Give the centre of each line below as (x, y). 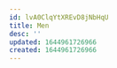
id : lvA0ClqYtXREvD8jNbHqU (59, 17)
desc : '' (25, 34)
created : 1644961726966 (53, 50)
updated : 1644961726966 (53, 42)
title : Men (29, 26)
